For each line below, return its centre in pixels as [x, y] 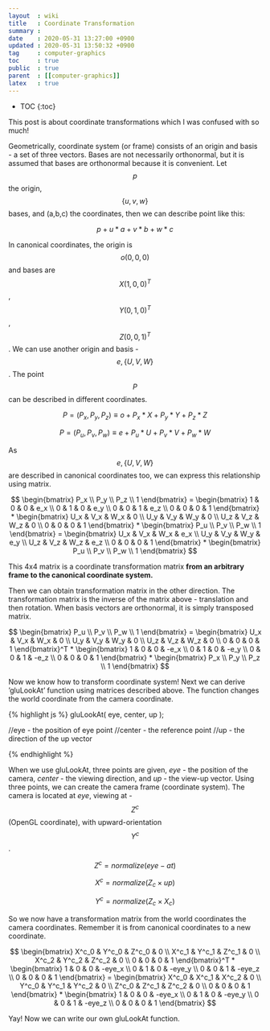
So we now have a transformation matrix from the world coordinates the [127, 918]
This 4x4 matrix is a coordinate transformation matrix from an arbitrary [127, 567]
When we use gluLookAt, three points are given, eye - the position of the [129, 770]
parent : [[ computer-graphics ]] [64, 76]
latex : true [34, 83]
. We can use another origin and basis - [74, 349]
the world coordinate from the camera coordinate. [91, 699]
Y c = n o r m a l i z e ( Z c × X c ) [135, 901]
